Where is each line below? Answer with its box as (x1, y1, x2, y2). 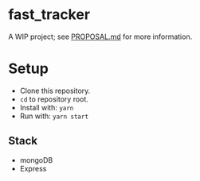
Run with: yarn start (19, 111, 89, 121)
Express (19, 164, 47, 173)
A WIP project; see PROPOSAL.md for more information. (8, 32, 193, 41)
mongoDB (19, 155, 53, 164)
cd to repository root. (19, 94, 89, 104)
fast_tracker (8, 6, 90, 24)
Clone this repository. (19, 86, 91, 95)
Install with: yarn (19, 102, 74, 112)
